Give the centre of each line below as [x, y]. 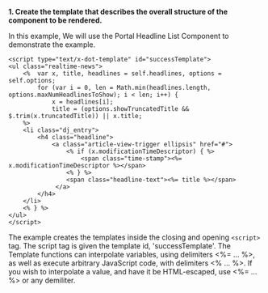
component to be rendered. [55, 20]
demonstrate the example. [52, 45]
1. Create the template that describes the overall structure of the [118, 12]
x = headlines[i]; [82, 102]
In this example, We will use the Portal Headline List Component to [119, 36]
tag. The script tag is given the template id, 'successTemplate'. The [120, 246]
